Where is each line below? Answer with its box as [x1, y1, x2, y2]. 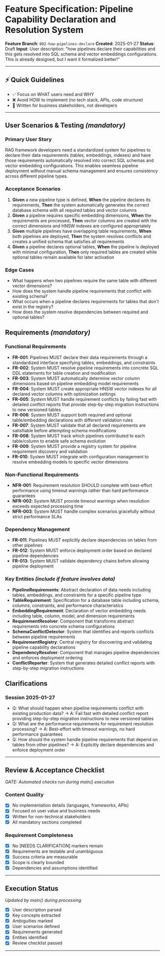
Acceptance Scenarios [5, 185, 61, 192]
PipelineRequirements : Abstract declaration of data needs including [12, 587, 151, 593]
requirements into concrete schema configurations [12, 623, 115, 629]
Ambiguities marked [12, 918, 53, 924]
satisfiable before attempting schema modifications [12, 427, 116, 433]
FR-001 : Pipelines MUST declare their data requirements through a [12, 354, 148, 360]
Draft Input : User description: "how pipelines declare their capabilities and [5, 46, 156, 52]
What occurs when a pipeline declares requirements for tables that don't [12, 299, 159, 304]
